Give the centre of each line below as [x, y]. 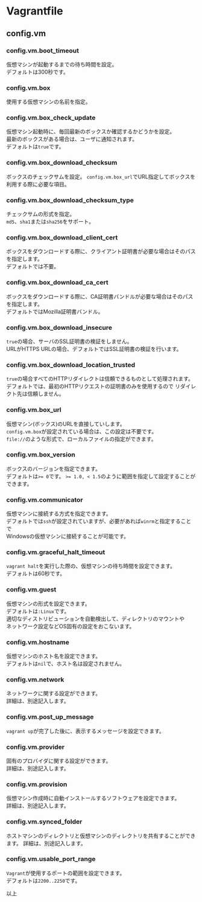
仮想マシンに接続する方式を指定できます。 [59, 514]
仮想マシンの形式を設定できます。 [48, 604]
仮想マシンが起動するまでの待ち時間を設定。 [62, 64]
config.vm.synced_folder [44, 822]
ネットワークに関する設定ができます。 [54, 693]
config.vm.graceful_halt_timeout [56, 552]
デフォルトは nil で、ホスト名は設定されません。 [66, 664]
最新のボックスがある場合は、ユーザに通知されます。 [72, 139]
